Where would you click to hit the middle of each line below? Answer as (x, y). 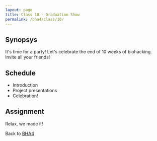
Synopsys (21, 40)
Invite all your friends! (28, 57)
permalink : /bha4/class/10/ (35, 19)
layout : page (19, 10)
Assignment (25, 112)
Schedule (21, 73)
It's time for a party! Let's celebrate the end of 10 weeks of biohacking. (78, 52)
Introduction (25, 85)
